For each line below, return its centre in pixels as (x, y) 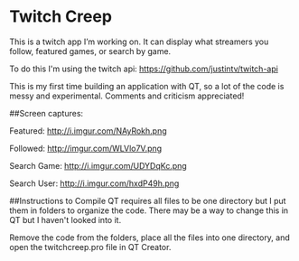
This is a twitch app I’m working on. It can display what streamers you (139, 42)
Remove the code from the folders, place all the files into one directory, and (150, 238)
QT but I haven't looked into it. (65, 219)
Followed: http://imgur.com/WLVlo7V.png (86, 148)
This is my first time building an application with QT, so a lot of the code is (147, 86)
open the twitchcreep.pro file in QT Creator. (90, 247)
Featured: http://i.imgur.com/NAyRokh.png (88, 130)
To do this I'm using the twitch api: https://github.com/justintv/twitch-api (144, 69)
